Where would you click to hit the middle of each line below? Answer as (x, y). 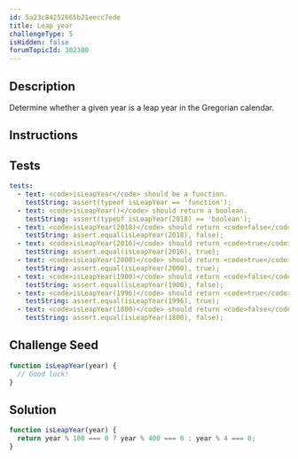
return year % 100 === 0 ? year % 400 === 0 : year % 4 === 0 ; (137, 439)
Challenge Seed (54, 345)
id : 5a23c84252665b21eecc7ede (65, 17)
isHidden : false (39, 42)
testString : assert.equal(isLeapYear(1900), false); (125, 284)
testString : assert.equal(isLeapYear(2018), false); (125, 236)
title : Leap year (41, 26)
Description (42, 86)
